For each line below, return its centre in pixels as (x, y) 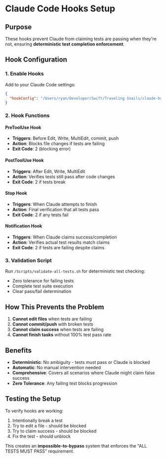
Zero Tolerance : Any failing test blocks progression (65, 383)
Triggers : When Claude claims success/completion (64, 237)
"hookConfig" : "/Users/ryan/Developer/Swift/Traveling (67, 98)
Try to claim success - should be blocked (54, 431)
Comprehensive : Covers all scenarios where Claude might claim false (83, 373)
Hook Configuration (36, 60)
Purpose (19, 27)
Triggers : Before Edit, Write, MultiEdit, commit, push (65, 138)
